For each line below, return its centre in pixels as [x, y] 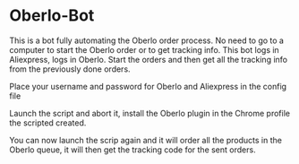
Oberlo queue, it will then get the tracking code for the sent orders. [133, 150]
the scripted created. [48, 123]
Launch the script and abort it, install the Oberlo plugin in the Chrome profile [150, 113]
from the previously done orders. [70, 69]
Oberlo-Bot [52, 16]
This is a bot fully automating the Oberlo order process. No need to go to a [147, 40]
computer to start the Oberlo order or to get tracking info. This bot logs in [144, 49]
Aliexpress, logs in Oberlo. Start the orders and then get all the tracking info [149, 59]
